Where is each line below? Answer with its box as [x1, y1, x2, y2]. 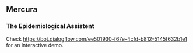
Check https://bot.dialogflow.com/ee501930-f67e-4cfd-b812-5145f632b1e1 [6, 35, 188, 43]
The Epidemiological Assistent [6, 22, 94, 30]
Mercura [6, 5, 38, 15]
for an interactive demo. [6, 41, 64, 48]
